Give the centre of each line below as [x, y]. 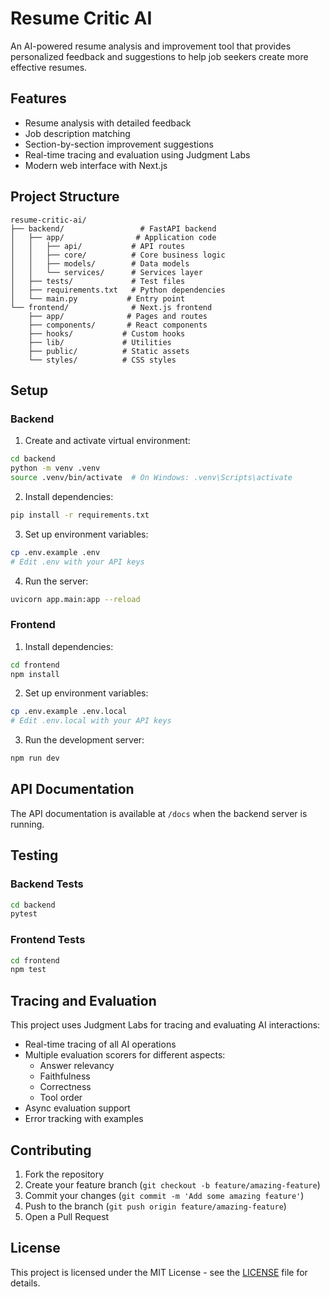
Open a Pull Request [67, 1216]
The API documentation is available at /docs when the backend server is [159, 813]
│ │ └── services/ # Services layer [106, 272]
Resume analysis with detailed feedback [108, 123]
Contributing [51, 1150]
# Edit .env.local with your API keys [91, 721]
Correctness [65, 1087]
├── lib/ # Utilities [100, 342]
